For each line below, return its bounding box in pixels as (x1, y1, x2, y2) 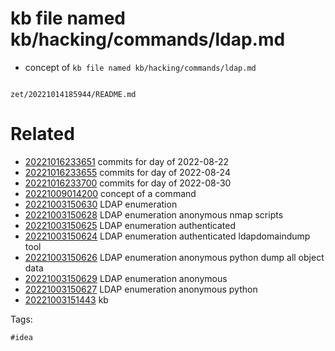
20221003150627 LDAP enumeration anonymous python (24, 283, 258, 295)
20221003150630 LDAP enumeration (24, 198, 178, 210)
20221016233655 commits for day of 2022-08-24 (24, 166, 231, 178)
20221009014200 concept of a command (24, 187, 197, 199)
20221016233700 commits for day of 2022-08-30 (24, 177, 232, 189)
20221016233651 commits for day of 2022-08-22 (24, 155, 230, 167)
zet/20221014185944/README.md (10, 89, 137, 99)
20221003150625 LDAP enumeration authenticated (24, 219, 237, 231)
